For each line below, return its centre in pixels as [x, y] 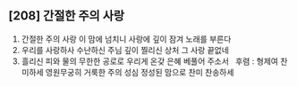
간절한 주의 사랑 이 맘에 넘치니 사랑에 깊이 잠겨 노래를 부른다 [126, 39]
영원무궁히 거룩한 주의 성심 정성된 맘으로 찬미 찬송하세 [140, 72]
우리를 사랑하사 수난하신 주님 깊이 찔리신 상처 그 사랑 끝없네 [125, 50]
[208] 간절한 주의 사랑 [67, 16]
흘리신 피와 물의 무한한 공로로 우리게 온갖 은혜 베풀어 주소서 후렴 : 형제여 [150, 61]
